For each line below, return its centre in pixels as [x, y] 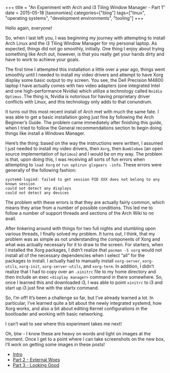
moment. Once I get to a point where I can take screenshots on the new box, [85, 339]
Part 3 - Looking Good [36, 365]
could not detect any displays [38, 188]
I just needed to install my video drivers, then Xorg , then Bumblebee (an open [84, 149]
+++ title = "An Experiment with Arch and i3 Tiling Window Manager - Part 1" [85, 7]
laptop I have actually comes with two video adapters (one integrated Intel [83, 85]
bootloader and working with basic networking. [55, 314]
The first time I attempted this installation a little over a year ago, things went [85, 69]
